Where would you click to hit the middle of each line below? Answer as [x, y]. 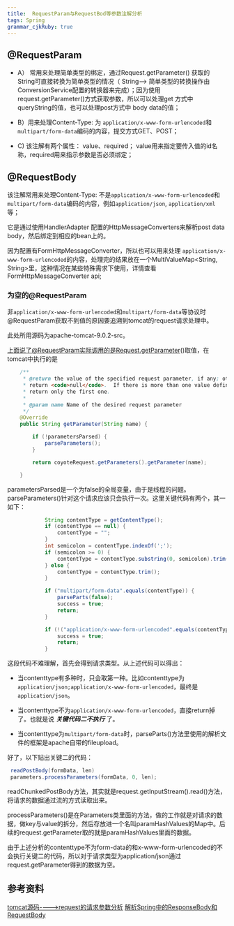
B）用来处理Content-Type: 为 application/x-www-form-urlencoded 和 [115, 122]
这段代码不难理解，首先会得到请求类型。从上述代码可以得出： [96, 663]
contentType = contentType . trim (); [108, 572]
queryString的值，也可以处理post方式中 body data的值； [99, 108]
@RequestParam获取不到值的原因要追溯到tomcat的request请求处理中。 [110, 321]
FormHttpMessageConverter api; [55, 276]
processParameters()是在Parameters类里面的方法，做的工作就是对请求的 [112, 815]
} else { [57, 565]
